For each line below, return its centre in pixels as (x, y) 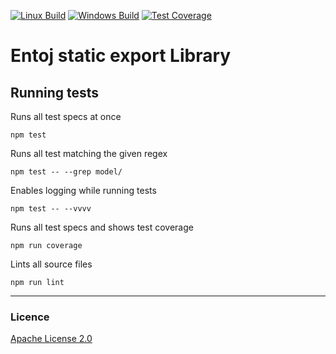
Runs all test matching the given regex (89, 153)
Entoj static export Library (121, 56)
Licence (30, 317)
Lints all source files (51, 264)
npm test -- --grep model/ (66, 172)
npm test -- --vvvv (51, 209)
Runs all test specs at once (66, 116)
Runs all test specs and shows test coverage (102, 227)
